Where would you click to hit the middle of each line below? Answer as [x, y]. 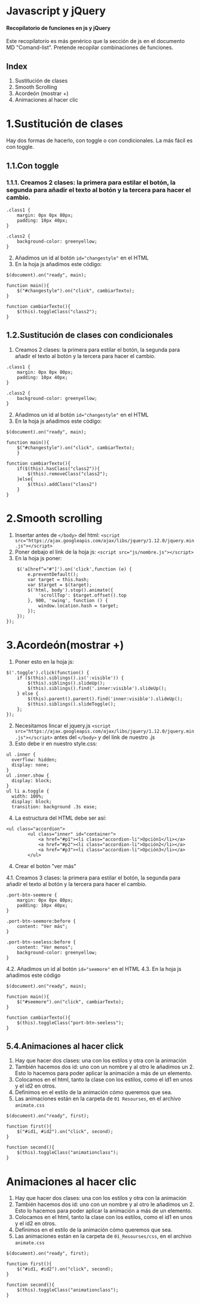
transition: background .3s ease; [54, 807]
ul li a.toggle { [28, 791]
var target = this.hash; [59, 579]
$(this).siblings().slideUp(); [67, 683]
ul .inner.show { [28, 775]
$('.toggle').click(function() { [48, 673]
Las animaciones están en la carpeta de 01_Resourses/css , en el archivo [103, 1236]
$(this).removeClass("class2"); [68, 474]
